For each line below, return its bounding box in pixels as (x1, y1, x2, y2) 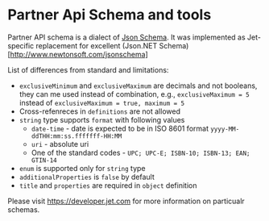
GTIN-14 (31, 156, 57, 165)
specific (7, 40, 35, 50)
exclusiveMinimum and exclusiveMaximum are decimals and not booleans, (19, 81, 258, 90)
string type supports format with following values (19, 115, 185, 124)
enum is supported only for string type (19, 163, 146, 173)
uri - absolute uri (31, 139, 89, 148)
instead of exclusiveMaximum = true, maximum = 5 (19, 98, 185, 107)
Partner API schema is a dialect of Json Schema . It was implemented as (7, 32, 246, 42)
